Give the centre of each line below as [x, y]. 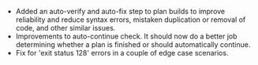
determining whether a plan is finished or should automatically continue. [133, 45]
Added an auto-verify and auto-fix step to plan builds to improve [120, 11]
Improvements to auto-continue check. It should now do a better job [127, 36]
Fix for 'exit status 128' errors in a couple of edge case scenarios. [122, 53]
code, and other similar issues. [65, 28]
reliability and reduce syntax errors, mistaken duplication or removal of [131, 20]
